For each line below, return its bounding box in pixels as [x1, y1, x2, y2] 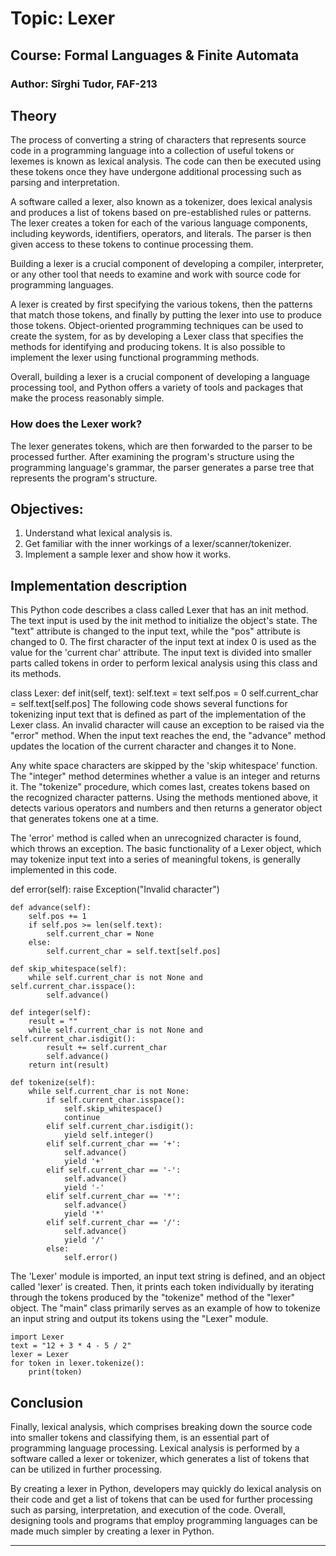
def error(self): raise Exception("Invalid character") [10, 883, 220, 896]
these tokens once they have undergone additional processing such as [10, 166, 302, 178]
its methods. [10, 668, 62, 680]
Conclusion [10, 1394, 84, 1411]
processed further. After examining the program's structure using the [10, 450, 295, 462]
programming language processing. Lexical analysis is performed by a [10, 1442, 300, 1454]
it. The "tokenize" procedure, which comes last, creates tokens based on [10, 781, 311, 793]
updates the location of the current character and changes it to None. [10, 740, 297, 752]
